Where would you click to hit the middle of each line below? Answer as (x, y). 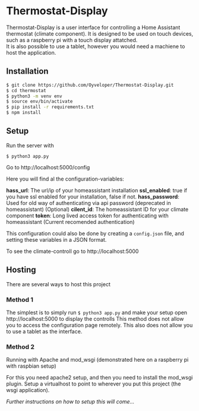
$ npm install (24, 113)
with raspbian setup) (31, 366)
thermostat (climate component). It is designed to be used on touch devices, (100, 33)
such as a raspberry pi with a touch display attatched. (72, 40)
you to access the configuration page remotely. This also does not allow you (99, 325)
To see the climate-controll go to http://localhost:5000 (72, 251)
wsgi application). (28, 390)
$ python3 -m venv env (34, 96)
